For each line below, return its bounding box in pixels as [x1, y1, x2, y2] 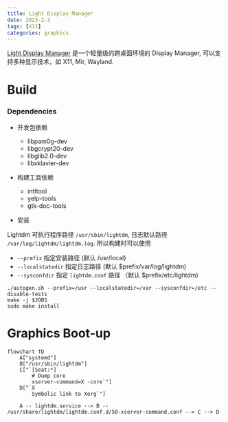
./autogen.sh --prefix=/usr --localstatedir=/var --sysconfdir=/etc [7, 284, 207, 291]
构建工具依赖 [16, 173, 54, 181]
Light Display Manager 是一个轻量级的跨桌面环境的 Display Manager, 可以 [7, 49, 215, 57]
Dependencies [7, 107, 57, 116]
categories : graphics [7, 29, 69, 36]
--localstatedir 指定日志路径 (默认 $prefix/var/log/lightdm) [16, 262, 187, 271]
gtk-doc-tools [27, 201, 67, 210]
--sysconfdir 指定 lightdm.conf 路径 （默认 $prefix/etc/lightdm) [16, 271, 198, 279]
